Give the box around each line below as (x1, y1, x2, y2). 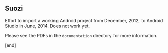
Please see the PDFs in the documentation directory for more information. (5, 32, 158, 38)
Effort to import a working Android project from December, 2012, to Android (5, 17, 163, 23)
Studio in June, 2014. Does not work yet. (5, 23, 90, 29)
